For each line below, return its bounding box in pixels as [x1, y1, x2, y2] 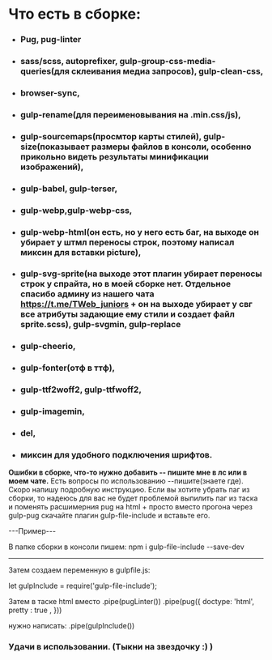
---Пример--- [8, 526, 57, 536]
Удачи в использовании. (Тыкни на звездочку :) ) [8, 641, 214, 653]
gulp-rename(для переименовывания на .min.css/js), [19, 109, 241, 120]
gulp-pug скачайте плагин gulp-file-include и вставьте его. [8, 511, 210, 521]
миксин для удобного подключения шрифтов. [19, 449, 213, 461]
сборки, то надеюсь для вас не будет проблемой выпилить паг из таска [8, 493, 258, 503]
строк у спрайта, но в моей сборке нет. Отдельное [19, 279, 232, 290]
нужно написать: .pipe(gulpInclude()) [8, 621, 135, 631]
